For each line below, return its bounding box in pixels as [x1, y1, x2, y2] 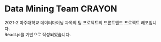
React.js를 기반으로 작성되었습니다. [4, 31, 71, 37]
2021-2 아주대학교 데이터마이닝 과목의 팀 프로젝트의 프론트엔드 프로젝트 [4, 20, 140, 25]
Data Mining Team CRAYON [4, 3, 117, 14]
